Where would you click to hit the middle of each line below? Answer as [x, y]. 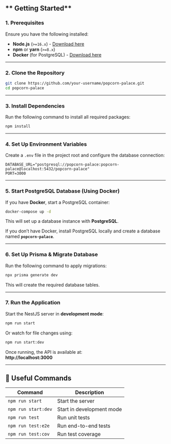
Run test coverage [79, 434]
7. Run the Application [33, 303]
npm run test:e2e [29, 426]
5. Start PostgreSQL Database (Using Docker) [63, 191]
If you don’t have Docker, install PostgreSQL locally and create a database [83, 231]
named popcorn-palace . [30, 237]
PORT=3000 [16, 174]
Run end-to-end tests [84, 426]
